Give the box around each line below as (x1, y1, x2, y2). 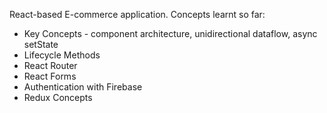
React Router (23, 60, 78, 71)
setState (23, 39, 59, 50)
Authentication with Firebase (23, 81, 143, 93)
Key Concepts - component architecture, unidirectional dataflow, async (23, 28, 318, 39)
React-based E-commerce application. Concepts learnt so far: (9, 9, 266, 20)
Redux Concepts (23, 92, 93, 103)
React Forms (23, 70, 77, 82)
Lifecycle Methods (23, 49, 101, 61)
